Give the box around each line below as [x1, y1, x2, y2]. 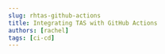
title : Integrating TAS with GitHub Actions [8, 19, 158, 27]
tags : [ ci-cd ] [8, 33, 56, 42]
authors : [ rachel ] [8, 26, 69, 34]
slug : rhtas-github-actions [8, 11, 102, 20]
